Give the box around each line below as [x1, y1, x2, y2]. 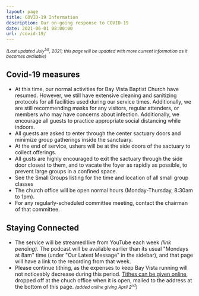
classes [14, 180, 34, 188]
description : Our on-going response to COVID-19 [6, 20, 129, 26]
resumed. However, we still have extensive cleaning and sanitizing [14, 92, 177, 99]
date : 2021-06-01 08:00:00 [6, 25, 73, 32]
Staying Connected [6, 223, 79, 233]
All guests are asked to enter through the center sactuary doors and [14, 129, 181, 137]
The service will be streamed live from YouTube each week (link [14, 239, 171, 246]
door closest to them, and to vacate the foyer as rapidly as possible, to [14, 161, 188, 169]
